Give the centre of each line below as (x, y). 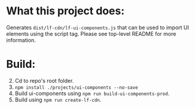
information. (21, 40)
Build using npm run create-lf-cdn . (58, 99)
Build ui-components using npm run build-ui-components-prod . (92, 93)
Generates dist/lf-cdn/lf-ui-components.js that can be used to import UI (98, 27)
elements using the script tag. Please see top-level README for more (91, 33)
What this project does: (65, 11)
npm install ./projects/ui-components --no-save (76, 88)
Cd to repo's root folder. (44, 80)
